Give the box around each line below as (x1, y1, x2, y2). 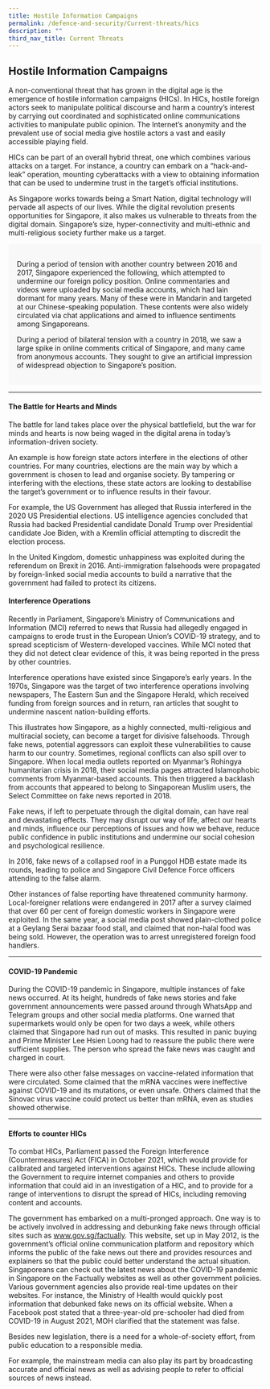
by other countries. (8, 657, 72, 667)
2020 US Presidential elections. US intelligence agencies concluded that (8, 511, 248, 520)
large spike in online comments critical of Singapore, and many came (16, 343, 246, 353)
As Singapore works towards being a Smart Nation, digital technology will (8, 194, 252, 204)
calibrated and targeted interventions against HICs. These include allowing (8, 1163, 256, 1173)
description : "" (8, 27, 63, 35)
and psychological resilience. (8, 841, 105, 851)
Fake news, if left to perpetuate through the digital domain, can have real (8, 806, 249, 816)
